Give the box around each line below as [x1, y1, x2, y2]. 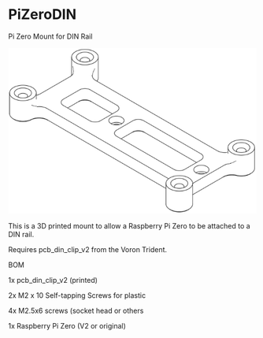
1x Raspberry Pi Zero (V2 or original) [8, 321, 126, 330]
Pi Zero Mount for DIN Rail [8, 32, 93, 41]
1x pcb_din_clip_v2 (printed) [8, 275, 98, 284]
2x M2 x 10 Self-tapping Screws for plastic [8, 290, 146, 300]
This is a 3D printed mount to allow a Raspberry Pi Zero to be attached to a [8, 221, 250, 230]
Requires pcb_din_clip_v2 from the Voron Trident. [8, 244, 168, 254]
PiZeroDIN [8, 6, 77, 24]
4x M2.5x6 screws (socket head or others [8, 306, 144, 315]
